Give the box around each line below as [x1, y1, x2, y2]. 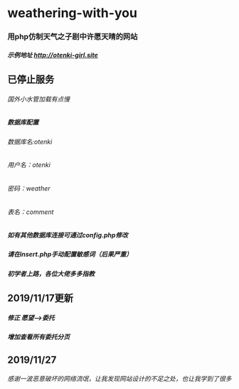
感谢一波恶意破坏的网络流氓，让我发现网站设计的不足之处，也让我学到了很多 [7, 375, 232, 383]
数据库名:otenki [7, 137, 53, 146]
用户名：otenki [7, 161, 51, 169]
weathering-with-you [7, 5, 137, 21]
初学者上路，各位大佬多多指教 [7, 269, 95, 278]
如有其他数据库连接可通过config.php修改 [7, 231, 129, 240]
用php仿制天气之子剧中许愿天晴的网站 [7, 32, 138, 42]
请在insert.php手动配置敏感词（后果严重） [7, 250, 133, 259]
